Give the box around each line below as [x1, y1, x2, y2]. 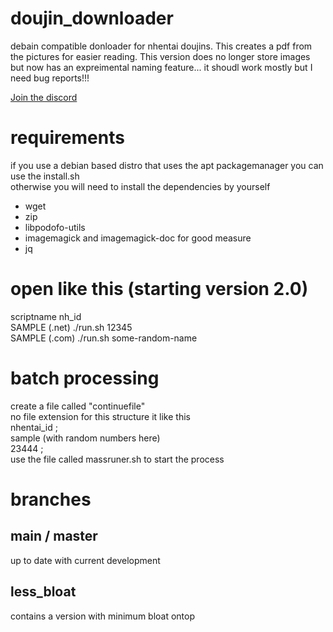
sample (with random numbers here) [10, 432, 161, 444]
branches [10, 488, 92, 511]
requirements [10, 127, 125, 149]
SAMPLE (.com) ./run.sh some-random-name [10, 332, 198, 344]
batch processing [10, 367, 160, 389]
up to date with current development [10, 554, 161, 566]
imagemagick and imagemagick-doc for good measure [24, 232, 252, 244]
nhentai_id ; [10, 421, 58, 433]
